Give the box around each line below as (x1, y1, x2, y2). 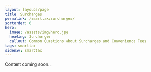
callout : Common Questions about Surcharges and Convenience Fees (9, 39, 147, 44)
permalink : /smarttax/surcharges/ (5, 16, 75, 21)
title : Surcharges (5, 12, 42, 17)
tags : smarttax (5, 43, 36, 48)
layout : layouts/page (5, 7, 49, 12)
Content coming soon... (5, 61, 52, 67)
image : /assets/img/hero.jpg (9, 30, 68, 35)
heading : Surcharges (9, 35, 51, 39)
